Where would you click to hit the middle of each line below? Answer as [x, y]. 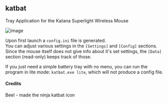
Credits [13, 84]
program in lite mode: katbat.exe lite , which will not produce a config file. [84, 72]
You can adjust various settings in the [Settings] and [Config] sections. [81, 46]
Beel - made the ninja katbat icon [40, 95]
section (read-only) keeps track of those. [49, 57]
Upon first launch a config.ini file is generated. [56, 40]
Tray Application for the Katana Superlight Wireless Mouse [67, 20]
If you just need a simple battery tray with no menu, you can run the [77, 66]
